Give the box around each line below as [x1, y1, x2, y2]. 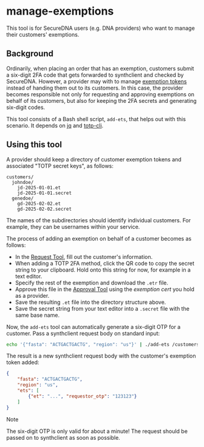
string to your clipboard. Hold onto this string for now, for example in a [15, 266, 191, 273]
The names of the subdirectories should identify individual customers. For [6, 216, 191, 224]
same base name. [15, 311, 60, 319]
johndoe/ [12, 179, 34, 185]
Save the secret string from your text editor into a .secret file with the [15, 304, 190, 312]
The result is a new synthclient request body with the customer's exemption [6, 352, 196, 360]
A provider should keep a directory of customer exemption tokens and [6, 155, 182, 163]
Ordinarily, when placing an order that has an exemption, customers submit [6, 65, 194, 72]
